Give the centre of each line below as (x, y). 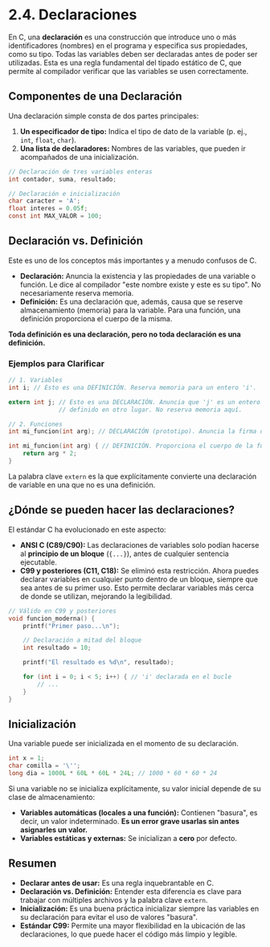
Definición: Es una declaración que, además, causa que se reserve (131, 301)
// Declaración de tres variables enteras (80, 171)
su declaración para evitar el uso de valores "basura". (109, 916)
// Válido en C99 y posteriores (62, 611)
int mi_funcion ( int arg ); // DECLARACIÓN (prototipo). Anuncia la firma (133, 431)
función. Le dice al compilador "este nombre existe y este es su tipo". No (140, 284)
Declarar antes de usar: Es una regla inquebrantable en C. (117, 883)
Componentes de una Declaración (95, 97)
